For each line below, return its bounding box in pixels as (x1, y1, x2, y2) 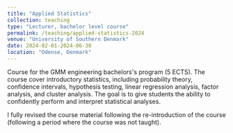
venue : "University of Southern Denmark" (7, 36, 129, 43)
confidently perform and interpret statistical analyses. (7, 97, 161, 105)
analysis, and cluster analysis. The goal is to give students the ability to (7, 89, 211, 98)
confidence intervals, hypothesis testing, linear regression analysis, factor (7, 82, 219, 91)
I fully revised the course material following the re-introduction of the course (7, 110, 226, 118)
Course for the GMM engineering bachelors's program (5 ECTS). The (7, 67, 205, 76)
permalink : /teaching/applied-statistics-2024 (7, 29, 145, 37)
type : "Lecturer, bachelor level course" (7, 23, 129, 30)
